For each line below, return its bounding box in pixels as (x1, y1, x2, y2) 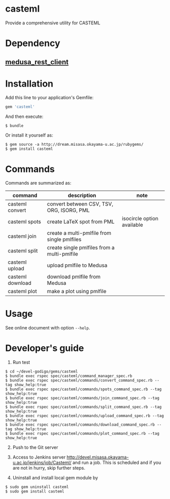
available (121, 221, 143, 228)
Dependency (5, 37, 61, 49)
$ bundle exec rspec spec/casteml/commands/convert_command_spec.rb (5, 378, 153, 383)
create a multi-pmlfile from (47, 230, 111, 237)
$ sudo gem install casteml (5, 489, 65, 494)
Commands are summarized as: (5, 180, 72, 186)
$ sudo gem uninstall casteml (5, 484, 69, 490)
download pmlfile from (47, 273, 101, 280)
